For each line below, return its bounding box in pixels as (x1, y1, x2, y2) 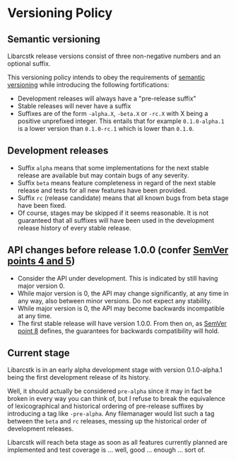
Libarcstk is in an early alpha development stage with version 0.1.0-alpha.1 (7, 366, 223, 374)
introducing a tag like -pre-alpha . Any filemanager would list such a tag (7, 409, 215, 418)
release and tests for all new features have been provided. (17, 186, 187, 194)
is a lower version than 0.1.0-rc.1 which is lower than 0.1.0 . (17, 124, 194, 132)
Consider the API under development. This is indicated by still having (17, 274, 218, 282)
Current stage (7, 347, 71, 359)
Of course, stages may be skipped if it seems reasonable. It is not (17, 209, 209, 217)
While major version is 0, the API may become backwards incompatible (17, 304, 225, 313)
